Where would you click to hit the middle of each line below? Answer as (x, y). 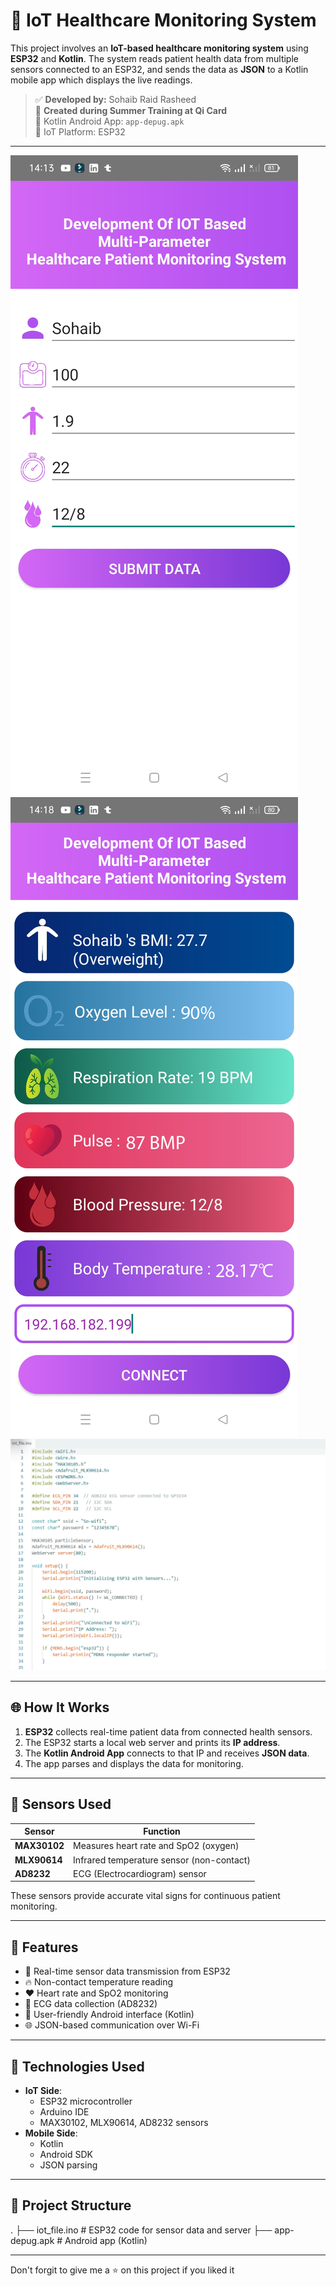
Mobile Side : (51, 2133)
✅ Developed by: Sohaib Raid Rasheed (115, 99)
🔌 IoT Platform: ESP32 (80, 131)
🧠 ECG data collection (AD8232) (91, 2004)
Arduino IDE (64, 2112)
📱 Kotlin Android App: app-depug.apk (109, 121)
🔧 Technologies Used (77, 2066)
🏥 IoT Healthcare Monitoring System (163, 20)
